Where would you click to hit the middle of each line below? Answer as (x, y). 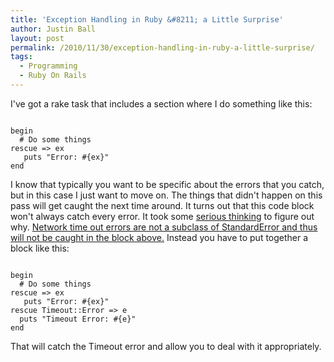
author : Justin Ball (53, 29)
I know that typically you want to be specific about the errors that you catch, (167, 184)
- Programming (48, 66)
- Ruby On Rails (53, 76)
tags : (21, 57)
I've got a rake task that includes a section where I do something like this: (161, 103)
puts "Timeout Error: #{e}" (78, 319)
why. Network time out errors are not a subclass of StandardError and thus (164, 227)
